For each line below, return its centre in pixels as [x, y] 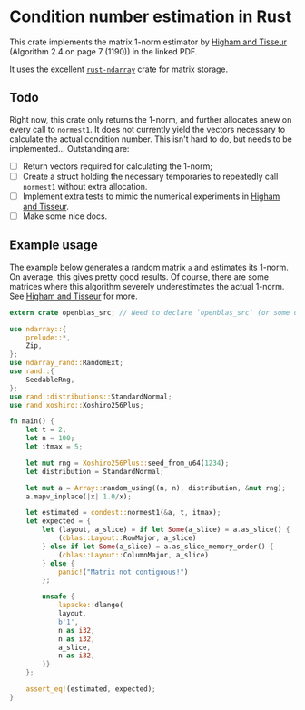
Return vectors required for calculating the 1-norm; [118, 166]
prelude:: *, [48, 338]
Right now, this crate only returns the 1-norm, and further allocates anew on [151, 119]
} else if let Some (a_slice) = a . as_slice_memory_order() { [158, 547]
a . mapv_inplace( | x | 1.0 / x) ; [79, 497]
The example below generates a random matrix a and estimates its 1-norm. [149, 267]
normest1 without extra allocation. [85, 186]
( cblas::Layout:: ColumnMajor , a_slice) [133, 555]
